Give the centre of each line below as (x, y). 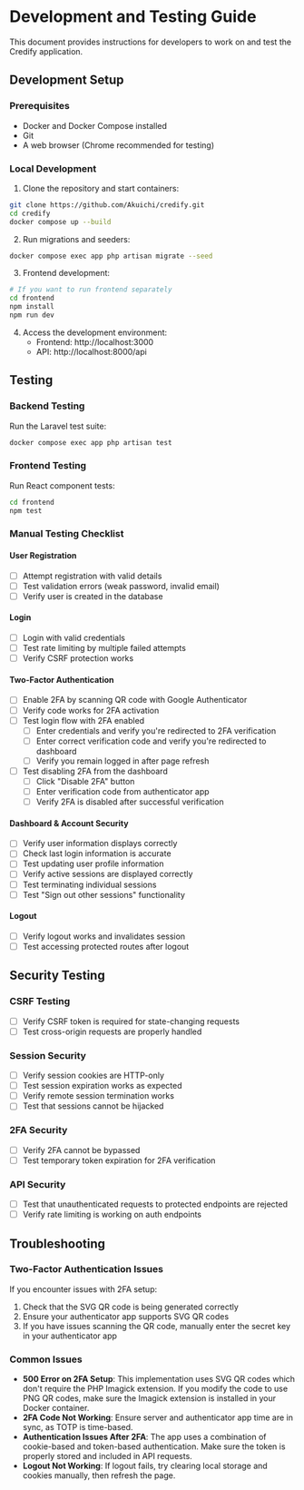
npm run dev (32, 315)
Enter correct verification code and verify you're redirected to (151, 741)
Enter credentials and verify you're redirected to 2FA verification (156, 730)
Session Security (48, 1055)
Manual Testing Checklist (67, 534)
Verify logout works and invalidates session (104, 936)
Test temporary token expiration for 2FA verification (119, 1160)
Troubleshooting (58, 1243)
